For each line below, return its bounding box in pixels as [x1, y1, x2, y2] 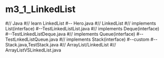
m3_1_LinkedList [5, 4, 76, 15]
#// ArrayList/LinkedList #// [59, 41, 116, 47]
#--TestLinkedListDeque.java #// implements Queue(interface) [5, 31, 136, 37]
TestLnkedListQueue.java [5, 36, 58, 42]
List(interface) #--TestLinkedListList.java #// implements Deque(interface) [5, 25, 159, 31]
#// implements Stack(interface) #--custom [59, 36, 150, 42]
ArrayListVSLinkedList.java [5, 47, 61, 53]
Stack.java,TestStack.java [5, 41, 59, 47]
